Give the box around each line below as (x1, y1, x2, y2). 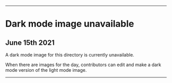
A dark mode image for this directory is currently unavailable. (5, 52, 135, 58)
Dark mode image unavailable (5, 18, 135, 30)
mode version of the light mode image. (5, 67, 87, 73)
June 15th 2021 (5, 38, 55, 47)
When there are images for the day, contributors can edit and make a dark (5, 62, 161, 68)
